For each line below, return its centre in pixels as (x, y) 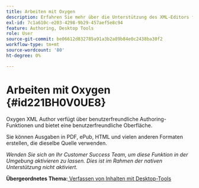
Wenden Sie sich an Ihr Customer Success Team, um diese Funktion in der (97, 154)
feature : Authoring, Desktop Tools (50, 28)
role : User (20, 34)
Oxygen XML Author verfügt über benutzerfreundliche (73, 119)
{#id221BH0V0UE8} (56, 103)
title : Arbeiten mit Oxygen (41, 12)
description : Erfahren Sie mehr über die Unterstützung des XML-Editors (98, 17)
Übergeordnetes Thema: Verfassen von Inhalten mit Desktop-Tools (89, 179)
